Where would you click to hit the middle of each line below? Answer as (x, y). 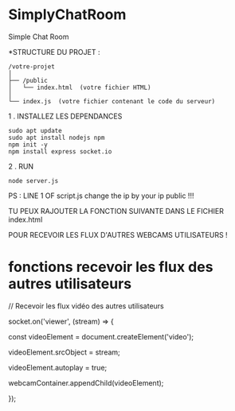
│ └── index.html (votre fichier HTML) (80, 87)
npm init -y (28, 145)
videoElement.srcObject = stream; (65, 352)
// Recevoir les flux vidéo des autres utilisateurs (86, 306)
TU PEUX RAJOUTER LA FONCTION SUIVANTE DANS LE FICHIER (116, 211)
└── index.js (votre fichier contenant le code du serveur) (112, 101)
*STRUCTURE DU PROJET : (54, 52)
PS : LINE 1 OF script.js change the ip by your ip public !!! (101, 196)
